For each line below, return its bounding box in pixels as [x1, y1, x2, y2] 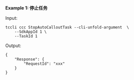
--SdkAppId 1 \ [14, 29, 47, 34]
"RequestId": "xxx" [24, 61, 65, 66]
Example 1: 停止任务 [5, 5, 48, 11]
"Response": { [14, 57, 44, 62]
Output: [5, 43, 21, 49]
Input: [5, 15, 18, 21]
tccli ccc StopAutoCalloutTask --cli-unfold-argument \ [5, 25, 129, 30]
